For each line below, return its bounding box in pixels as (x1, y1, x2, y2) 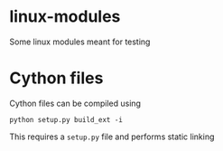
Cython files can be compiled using (9, 98, 142, 109)
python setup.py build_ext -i (9, 115, 124, 124)
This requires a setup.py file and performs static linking (9, 131, 215, 142)
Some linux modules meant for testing (9, 36, 151, 47)
